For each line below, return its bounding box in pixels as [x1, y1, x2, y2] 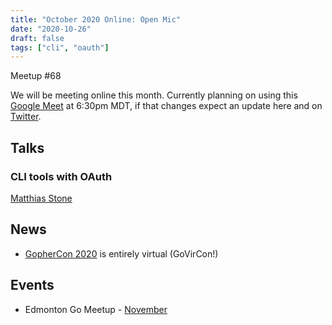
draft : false [10, 33, 65, 43]
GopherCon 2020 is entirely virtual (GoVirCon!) [24, 247, 219, 260]
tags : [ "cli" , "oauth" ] [10, 42, 110, 53]
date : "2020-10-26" [10, 24, 92, 34]
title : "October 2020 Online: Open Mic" [10, 14, 182, 25]
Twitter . [10, 111, 42, 123]
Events [10, 277, 55, 294]
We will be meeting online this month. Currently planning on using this [10, 89, 298, 101]
